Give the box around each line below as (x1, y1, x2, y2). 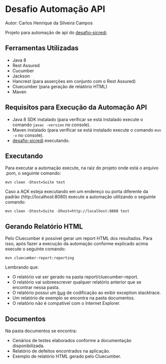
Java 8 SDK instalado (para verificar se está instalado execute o (12, 116, 143, 122)
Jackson (12, 73, 30, 79)
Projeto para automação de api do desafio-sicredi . (5, 29, 108, 35)
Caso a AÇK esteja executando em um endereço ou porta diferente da (5, 189, 149, 195)
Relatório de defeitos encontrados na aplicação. (12, 348, 111, 354)
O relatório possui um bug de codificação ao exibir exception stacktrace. (12, 290, 161, 296)
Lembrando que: (5, 264, 39, 270)
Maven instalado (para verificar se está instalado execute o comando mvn (12, 127, 162, 133)
